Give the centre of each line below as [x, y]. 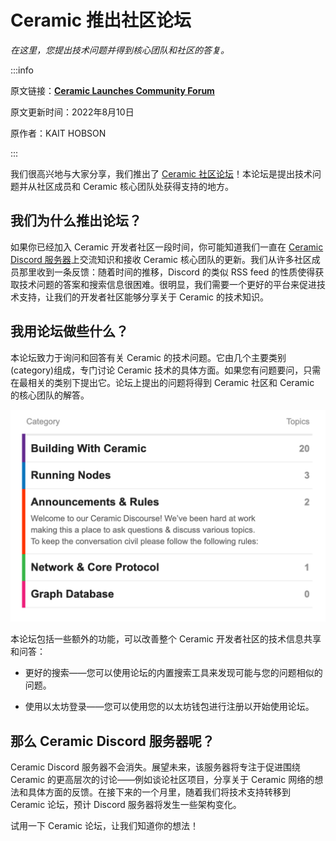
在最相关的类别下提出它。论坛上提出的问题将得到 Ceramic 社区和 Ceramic [162, 382]
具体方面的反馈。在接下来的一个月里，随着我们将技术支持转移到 [159, 792]
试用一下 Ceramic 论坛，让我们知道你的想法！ [105, 825]
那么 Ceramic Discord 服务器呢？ [112, 741]
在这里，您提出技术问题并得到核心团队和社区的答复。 [120, 50]
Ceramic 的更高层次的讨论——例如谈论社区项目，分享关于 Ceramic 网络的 [162, 779]
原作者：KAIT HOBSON [58, 133]
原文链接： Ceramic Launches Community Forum [112, 90]
